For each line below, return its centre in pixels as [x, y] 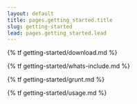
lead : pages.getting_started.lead [57, 33]
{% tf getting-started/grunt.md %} [56, 80]
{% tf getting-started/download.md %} [62, 53]
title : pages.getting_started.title [60, 20]
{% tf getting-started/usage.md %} [57, 93]
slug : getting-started [40, 26]
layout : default [30, 14]
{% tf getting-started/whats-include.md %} [68, 66]
